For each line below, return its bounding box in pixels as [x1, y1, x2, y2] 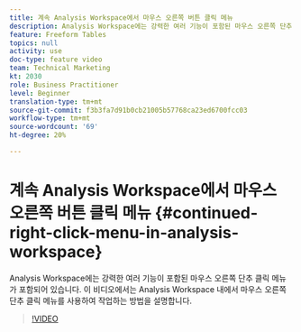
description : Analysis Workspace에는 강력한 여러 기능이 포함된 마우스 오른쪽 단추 [9, 22, 293, 31]
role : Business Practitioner [9, 80, 119, 89]
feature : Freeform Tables [9, 30, 106, 39]
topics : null [9, 38, 59, 48]
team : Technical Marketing [9, 64, 111, 73]
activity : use [9, 47, 63, 56]
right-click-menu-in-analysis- [9, 223, 239, 244]
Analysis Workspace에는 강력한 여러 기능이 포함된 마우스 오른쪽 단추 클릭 [9, 272, 270, 283]
